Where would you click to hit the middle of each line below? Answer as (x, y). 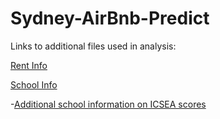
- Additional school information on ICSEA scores (108, 104)
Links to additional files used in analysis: (93, 46)
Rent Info (29, 65)
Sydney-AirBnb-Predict (110, 18)
